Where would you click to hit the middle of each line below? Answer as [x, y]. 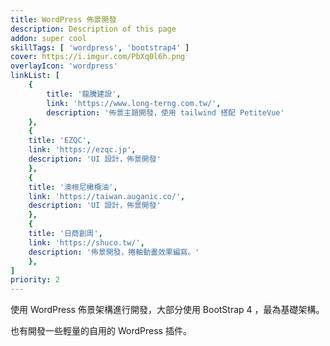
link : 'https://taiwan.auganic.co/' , [107, 196]
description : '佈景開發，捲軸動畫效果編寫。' [114, 252]
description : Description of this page [93, 29]
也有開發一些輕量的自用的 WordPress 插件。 [101, 331]
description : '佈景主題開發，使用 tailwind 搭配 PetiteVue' [165, 112]
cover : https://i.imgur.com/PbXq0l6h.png [98, 57]
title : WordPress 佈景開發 [63, 19]
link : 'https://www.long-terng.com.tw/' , [134, 103]
